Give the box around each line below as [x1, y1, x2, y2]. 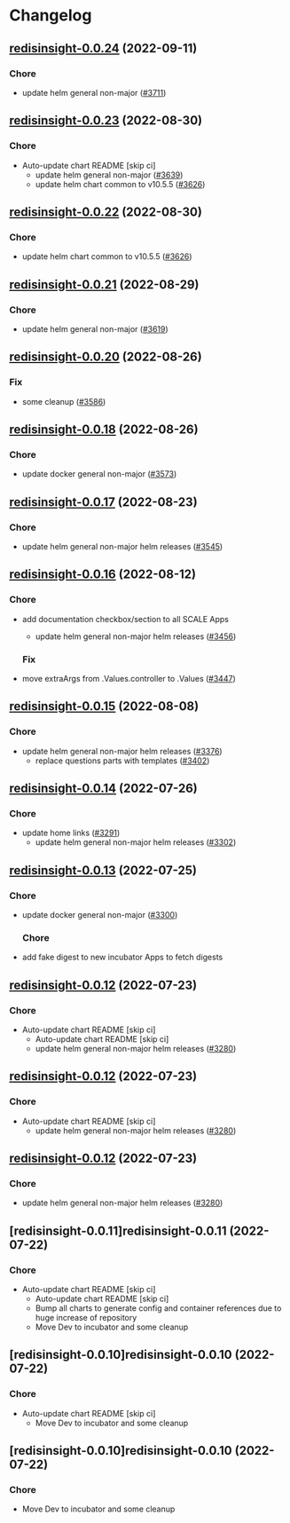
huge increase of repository [35, 1313, 137, 1323]
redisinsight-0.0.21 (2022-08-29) [9, 277, 200, 292]
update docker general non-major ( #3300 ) [21, 910, 178, 920]
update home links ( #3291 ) [21, 827, 121, 839]
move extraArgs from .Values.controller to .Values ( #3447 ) [21, 673, 237, 683]
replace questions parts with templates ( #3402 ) [35, 755, 210, 766]
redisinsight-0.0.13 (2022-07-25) [9, 863, 198, 878]
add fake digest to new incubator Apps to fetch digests [21, 951, 223, 963]
